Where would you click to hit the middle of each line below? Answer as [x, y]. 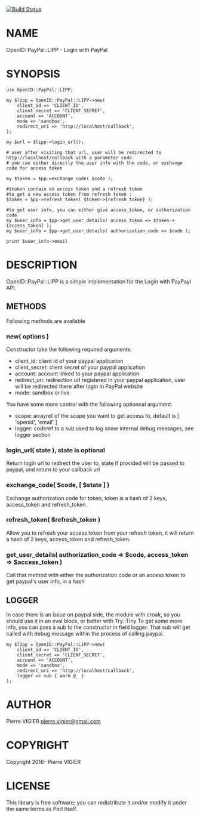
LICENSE [28, 786]
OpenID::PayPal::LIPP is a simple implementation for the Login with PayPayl [99, 281]
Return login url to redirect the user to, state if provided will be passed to [96, 463]
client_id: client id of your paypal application [69, 360]
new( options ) [27, 336]
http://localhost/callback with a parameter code [69, 158]
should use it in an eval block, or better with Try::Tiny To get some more [94, 621]
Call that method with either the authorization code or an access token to [96, 575]
